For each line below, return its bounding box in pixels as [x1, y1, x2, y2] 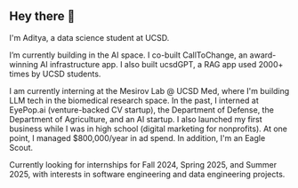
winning [9, 59, 38, 69]
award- [249, 50, 277, 60]
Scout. [9, 142, 34, 153]
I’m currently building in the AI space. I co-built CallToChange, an [9, 50, 248, 60]
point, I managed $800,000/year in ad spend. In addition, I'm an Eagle [9, 132, 266, 143]
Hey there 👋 [9, 9, 76, 24]
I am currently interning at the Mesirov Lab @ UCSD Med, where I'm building [9, 85, 290, 96]
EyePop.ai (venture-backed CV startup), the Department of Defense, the [9, 104, 274, 115]
